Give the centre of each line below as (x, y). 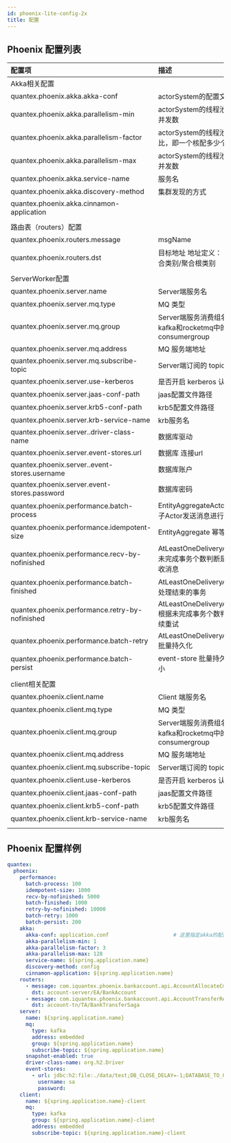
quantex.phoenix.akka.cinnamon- (65, 203)
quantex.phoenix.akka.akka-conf (64, 96)
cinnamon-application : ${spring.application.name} (99, 973)
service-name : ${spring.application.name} (87, 961)
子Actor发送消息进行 (191, 516)
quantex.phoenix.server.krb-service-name (80, 420)
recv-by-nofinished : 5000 (62, 897)
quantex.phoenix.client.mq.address (67, 755)
